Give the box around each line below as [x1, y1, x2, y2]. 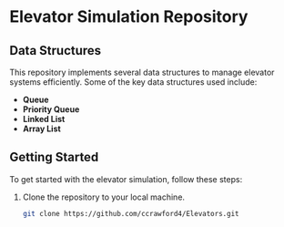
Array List [22, 123, 61, 134]
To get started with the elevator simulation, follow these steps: [9, 173, 243, 184]
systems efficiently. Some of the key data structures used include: [9, 77, 258, 88]
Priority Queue [22, 104, 80, 115]
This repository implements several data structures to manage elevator [9, 67, 275, 77]
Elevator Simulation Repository [9, 6, 248, 27]
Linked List [22, 114, 66, 124]
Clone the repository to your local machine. [22, 191, 185, 202]
